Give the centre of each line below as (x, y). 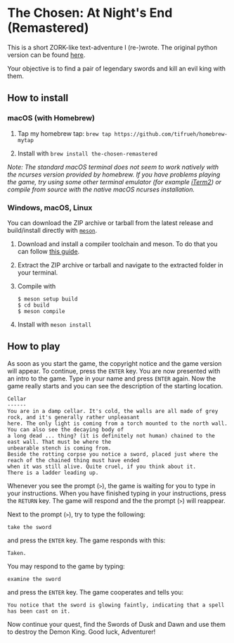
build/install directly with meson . (52, 230)
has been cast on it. (39, 611)
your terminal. (38, 272)
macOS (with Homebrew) (51, 118)
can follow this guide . (48, 251)
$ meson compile (41, 311)
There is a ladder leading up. (53, 473)
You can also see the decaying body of (66, 429)
